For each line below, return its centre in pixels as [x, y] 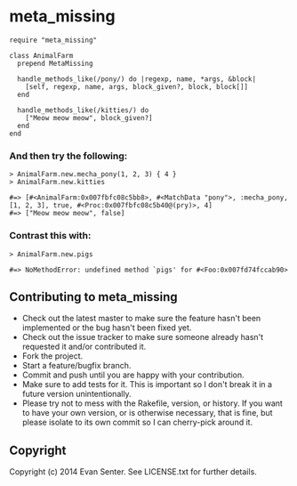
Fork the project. [52, 356]
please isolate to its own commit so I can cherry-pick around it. [137, 422]
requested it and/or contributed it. [84, 347]
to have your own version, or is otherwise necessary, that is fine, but [147, 413]
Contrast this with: [50, 236]
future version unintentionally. [76, 394]
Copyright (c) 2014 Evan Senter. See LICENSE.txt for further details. [133, 472]
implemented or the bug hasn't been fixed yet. [107, 328]
